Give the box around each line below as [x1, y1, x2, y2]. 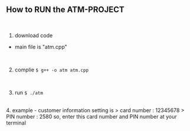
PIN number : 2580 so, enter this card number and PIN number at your [6, 113, 177, 120]
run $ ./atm [14, 89, 43, 96]
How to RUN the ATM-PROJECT [6, 5, 125, 15]
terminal [6, 119, 27, 126]
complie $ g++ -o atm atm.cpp [14, 66, 89, 73]
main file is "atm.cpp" [14, 43, 68, 50]
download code [14, 32, 53, 39]
